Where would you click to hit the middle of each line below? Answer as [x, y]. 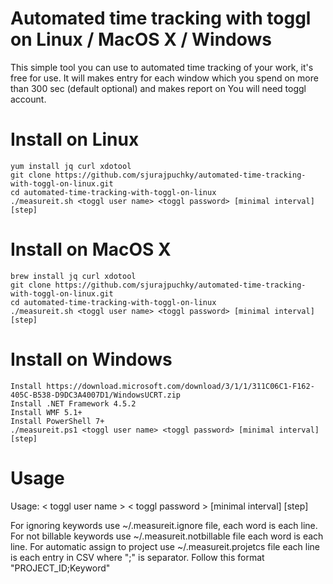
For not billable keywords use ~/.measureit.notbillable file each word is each [167, 536]
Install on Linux [75, 139]
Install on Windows [91, 359]
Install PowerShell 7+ [57, 421]
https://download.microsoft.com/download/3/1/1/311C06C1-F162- [180, 386]
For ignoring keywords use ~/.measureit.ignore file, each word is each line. [164, 525]
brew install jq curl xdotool [73, 276]
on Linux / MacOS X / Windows [141, 39]
